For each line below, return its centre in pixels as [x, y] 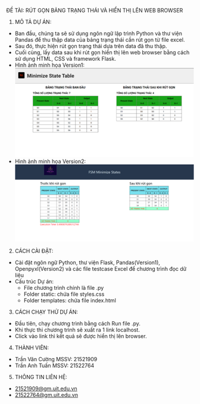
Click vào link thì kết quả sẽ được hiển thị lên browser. [81, 336]
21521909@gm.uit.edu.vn [46, 389]
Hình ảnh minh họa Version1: [50, 65]
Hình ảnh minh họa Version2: [50, 161]
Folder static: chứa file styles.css [64, 294]
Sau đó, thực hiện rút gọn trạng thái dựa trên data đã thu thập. [91, 46]
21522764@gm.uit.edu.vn [46, 395]
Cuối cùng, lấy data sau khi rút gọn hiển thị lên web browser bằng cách [102, 52]
